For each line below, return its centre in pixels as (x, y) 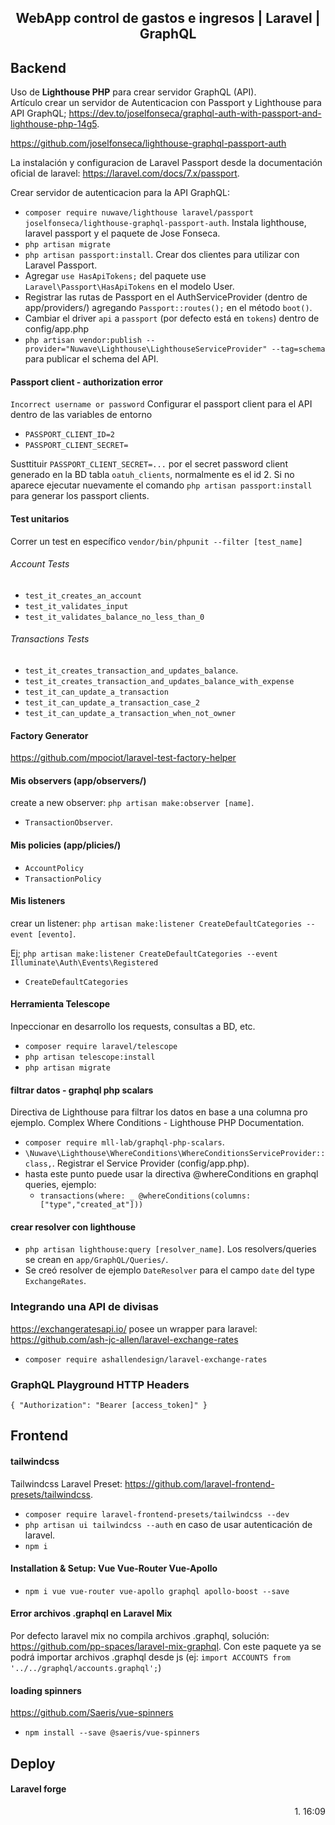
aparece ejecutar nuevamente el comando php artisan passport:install (161, 485)
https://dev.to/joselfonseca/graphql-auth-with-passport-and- (195, 113)
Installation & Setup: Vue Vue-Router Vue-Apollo (114, 1568)
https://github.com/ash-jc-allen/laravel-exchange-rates (124, 1339)
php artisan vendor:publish (83, 341)
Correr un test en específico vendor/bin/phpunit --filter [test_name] (156, 541)
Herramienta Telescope (60, 1004)
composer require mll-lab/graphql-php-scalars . (124, 1142)
